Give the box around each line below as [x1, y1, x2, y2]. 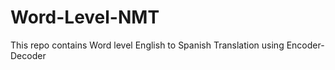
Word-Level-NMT [10, 6, 160, 29]
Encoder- [286, 39, 325, 51]
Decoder [10, 49, 47, 61]
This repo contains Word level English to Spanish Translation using [10, 39, 285, 51]
